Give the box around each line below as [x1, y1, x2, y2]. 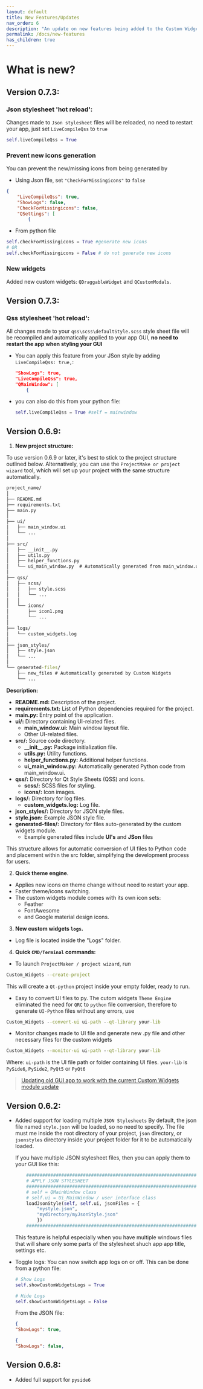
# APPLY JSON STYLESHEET [26, 1178, 89, 1184]
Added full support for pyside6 [14, 1376, 91, 1383]
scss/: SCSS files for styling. [24, 781, 96, 789]
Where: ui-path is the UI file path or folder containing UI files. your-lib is [6, 1059, 188, 1066]
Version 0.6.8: [6, 1360, 61, 1370]
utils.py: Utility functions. [24, 749, 88, 757]
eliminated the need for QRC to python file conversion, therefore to [14, 1001, 177, 1008]
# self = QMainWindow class [26, 1189, 97, 1195]
